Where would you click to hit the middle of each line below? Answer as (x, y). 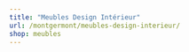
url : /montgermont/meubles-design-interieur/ (94, 26)
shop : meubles (35, 33)
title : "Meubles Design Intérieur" (75, 17)
